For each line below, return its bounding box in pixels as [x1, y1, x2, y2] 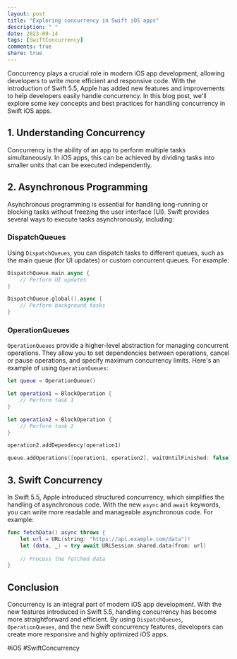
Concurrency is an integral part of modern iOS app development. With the [7, 600, 222, 609]
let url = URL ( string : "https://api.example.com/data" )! [20, 536, 191, 543]
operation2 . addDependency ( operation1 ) [7, 442, 121, 449]
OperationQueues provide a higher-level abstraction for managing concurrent [7, 341, 229, 350]
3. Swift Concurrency [7, 474, 103, 486]
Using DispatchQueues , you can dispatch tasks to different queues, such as [7, 248, 224, 257]
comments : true [7, 43, 52, 50]
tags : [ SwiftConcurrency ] [7, 37, 83, 44]
